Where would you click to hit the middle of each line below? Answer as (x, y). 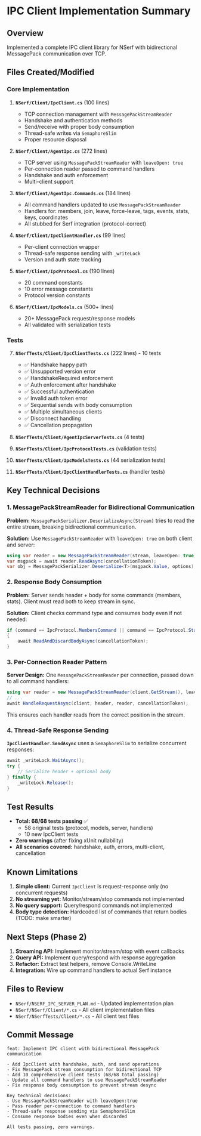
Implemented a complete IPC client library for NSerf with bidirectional (92, 47)
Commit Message (40, 1035)
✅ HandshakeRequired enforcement (69, 378)
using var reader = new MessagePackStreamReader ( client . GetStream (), (95, 692)
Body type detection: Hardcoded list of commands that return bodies (101, 912)
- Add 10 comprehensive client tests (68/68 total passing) (83, 1075)
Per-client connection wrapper (62, 246)
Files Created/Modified (51, 72)
